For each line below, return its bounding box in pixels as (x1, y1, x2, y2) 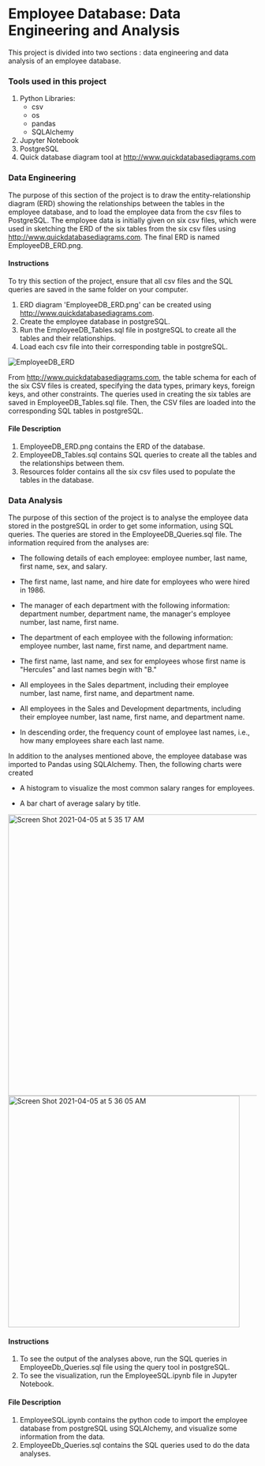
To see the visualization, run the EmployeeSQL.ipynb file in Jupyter (19, 1371, 238, 1381)
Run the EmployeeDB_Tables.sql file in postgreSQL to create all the (19, 325, 237, 334)
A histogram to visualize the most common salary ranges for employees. (19, 784, 255, 793)
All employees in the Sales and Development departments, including (19, 704, 242, 713)
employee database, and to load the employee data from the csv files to (8, 207, 242, 216)
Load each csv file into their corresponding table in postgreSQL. (19, 341, 229, 351)
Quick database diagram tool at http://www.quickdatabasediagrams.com (19, 152, 256, 162)
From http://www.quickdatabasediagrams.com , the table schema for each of (8, 372, 257, 382)
